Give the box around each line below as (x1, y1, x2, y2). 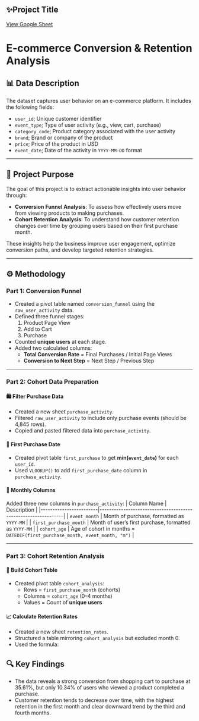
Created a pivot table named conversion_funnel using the (14, 300, 155, 308)
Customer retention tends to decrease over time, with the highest (14, 696, 174, 704)
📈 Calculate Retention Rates (6, 613, 78, 620)
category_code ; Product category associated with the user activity (14, 127, 176, 134)
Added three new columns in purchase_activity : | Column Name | (6, 500, 167, 507)
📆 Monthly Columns (6, 487, 56, 494)
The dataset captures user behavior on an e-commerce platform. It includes (6, 97, 191, 104)
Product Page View (23, 319, 71, 327)
